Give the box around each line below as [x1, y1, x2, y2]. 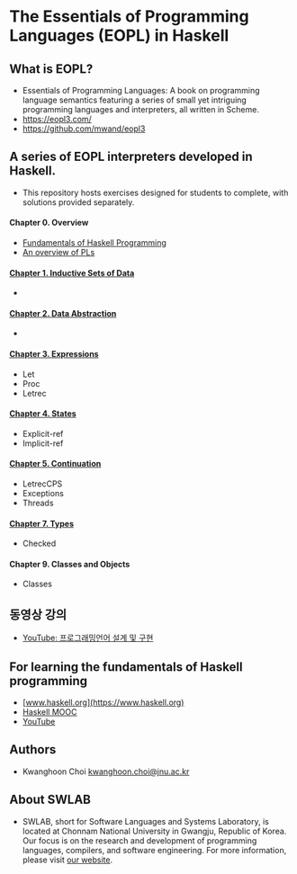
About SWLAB [9, 792, 92, 807]
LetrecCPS [22, 478, 63, 489]
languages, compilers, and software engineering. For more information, [22, 844, 287, 855]
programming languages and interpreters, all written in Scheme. [22, 104, 259, 114]
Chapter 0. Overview [9, 218, 89, 228]
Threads [22, 497, 54, 509]
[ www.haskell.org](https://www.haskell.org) [22, 697, 184, 708]
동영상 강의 [9, 607, 67, 622]
